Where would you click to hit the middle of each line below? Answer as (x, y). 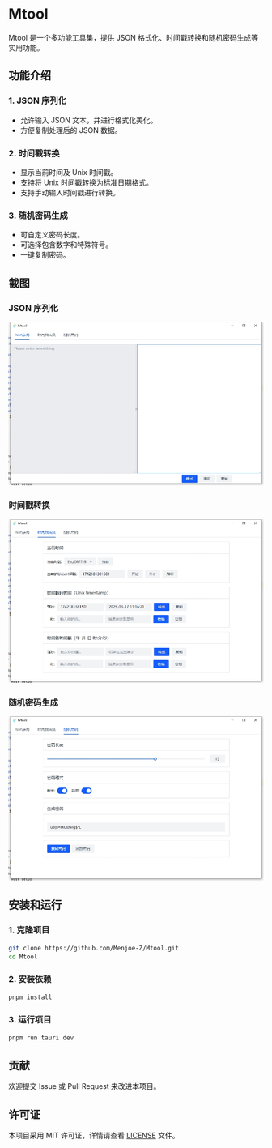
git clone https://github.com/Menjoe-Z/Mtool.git (94, 949)
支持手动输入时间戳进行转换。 (70, 192)
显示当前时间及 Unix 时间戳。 (69, 172)
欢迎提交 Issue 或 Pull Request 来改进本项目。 (85, 1086)
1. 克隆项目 (29, 930)
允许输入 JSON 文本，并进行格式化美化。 (89, 120)
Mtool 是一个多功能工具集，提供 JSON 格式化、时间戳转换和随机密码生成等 (134, 37)
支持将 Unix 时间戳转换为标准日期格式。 (87, 182)
